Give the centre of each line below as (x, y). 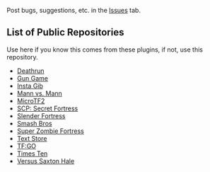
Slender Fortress (41, 115)
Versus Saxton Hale (46, 161)
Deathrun (30, 71)
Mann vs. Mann (40, 93)
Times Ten (32, 153)
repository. (22, 57)
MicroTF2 (31, 101)
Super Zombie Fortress (50, 131)
